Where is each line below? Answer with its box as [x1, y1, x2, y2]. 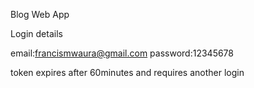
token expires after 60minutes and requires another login [10, 67, 245, 78]
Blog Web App [10, 9, 70, 20]
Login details [10, 28, 63, 39]
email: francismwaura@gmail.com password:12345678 [10, 47, 234, 59]
